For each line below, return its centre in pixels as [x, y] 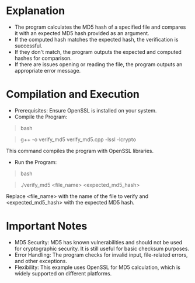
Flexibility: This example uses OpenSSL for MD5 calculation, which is [97, 267]
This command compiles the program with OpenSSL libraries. [80, 151]
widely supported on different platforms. [63, 273]
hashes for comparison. [43, 58]
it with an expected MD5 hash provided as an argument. [82, 33]
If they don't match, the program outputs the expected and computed [98, 52]
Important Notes [47, 226]
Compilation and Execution [73, 94]
